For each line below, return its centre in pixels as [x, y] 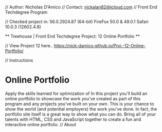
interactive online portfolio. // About [41, 124]
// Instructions [19, 60]
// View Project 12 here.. [29, 46]
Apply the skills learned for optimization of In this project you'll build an [76, 93]
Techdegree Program [26, 12]
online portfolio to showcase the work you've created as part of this [73, 98]
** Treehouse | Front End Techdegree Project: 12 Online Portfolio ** [72, 36]
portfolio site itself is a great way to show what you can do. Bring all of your [81, 114]
